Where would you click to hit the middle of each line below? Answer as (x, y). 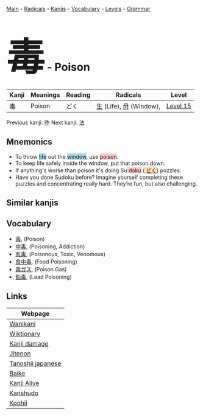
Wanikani (23, 324)
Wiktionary (25, 333)
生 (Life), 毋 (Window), (128, 106)
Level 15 (179, 106)
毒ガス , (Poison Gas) (41, 269)
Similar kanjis (33, 203)
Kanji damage (29, 343)
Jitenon (20, 354)
